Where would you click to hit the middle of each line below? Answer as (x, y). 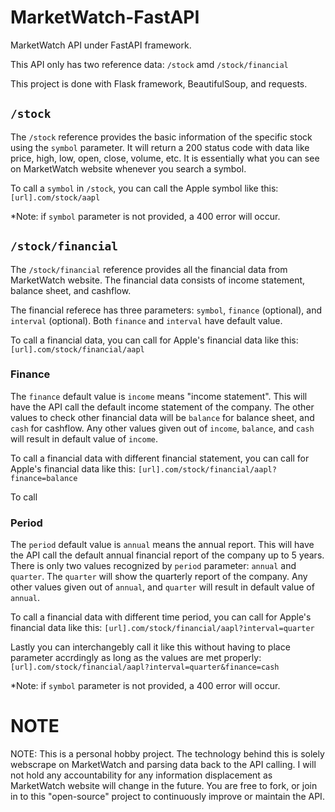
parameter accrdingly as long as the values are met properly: (136, 658)
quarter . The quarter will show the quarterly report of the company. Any (159, 577)
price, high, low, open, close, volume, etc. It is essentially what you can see (165, 158)
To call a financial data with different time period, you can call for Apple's (161, 617)
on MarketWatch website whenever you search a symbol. (128, 168)
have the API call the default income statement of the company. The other (162, 407)
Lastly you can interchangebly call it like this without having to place (150, 647)
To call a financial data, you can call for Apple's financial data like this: (154, 340)
